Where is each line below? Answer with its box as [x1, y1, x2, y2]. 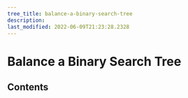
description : [7, 17, 45, 24]
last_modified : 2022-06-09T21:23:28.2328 [7, 23, 130, 30]
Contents [7, 81, 49, 93]
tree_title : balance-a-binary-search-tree [7, 10, 133, 17]
